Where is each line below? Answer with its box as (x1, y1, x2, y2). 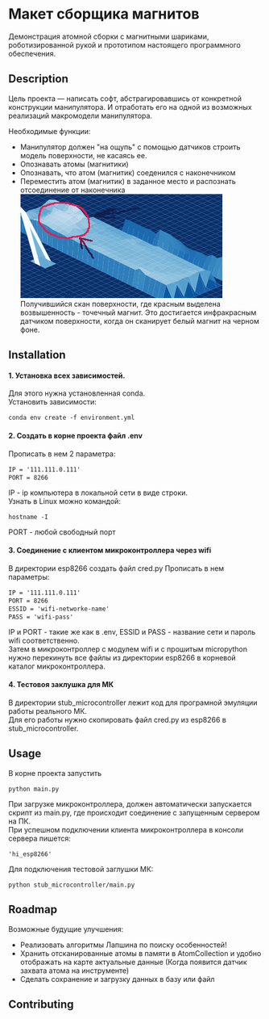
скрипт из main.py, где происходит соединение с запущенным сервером (8, 807, 260, 817)
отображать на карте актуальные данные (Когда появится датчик (19, 957, 247, 967)
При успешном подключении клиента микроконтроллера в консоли (8, 824, 244, 834)
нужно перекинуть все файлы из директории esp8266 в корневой (8, 652, 236, 662)
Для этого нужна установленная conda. (8, 388, 146, 398)
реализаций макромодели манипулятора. (8, 111, 153, 120)
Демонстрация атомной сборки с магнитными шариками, (8, 31, 209, 41)
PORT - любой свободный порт (8, 526, 116, 537)
